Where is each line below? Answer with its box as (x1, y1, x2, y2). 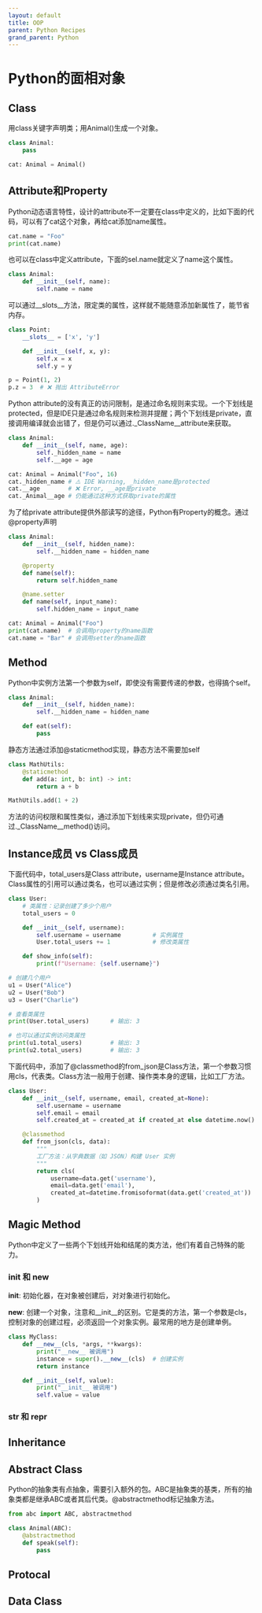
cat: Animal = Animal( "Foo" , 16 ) (8, 470, 118, 478)
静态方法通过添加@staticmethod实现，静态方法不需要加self (8, 744, 201, 754)
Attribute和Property (8, 184, 108, 197)
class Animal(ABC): (8, 1524, 72, 1533)
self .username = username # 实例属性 (36, 931, 183, 939)
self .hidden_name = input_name (36, 605, 139, 614)
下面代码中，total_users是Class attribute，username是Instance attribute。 (8, 869, 249, 879)
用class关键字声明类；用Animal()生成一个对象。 (8, 124, 163, 133)
